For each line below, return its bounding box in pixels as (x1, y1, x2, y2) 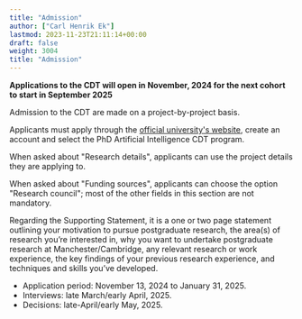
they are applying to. (9, 161, 86, 171)
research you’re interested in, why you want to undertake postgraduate (9, 234, 273, 244)
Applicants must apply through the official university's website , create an (9, 124, 281, 135)
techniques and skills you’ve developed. (9, 263, 159, 273)
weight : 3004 (9, 47, 59, 56)
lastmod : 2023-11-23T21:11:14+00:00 (9, 30, 147, 39)
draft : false (9, 38, 59, 48)
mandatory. (9, 197, 52, 208)
